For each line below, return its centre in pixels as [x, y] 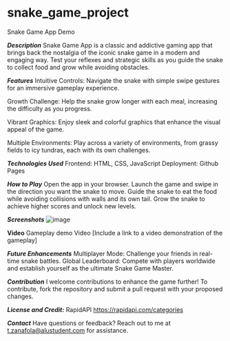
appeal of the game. [35, 129]
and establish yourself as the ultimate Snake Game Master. [91, 268]
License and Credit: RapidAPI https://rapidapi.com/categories [95, 309]
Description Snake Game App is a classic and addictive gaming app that [110, 45]
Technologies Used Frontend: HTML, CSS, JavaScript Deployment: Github [113, 163]
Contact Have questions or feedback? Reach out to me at [89, 323]
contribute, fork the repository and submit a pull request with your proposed [115, 289]
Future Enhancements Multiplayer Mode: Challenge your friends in [103, 253]
